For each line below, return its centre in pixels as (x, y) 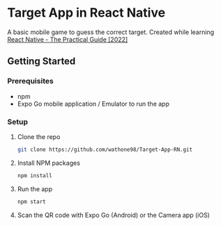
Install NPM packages (48, 163)
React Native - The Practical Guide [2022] (68, 39)
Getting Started (41, 62)
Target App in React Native (86, 13)
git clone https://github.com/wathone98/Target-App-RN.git (105, 150)
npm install (35, 175)
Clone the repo (39, 136)
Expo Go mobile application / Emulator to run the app (93, 104)
